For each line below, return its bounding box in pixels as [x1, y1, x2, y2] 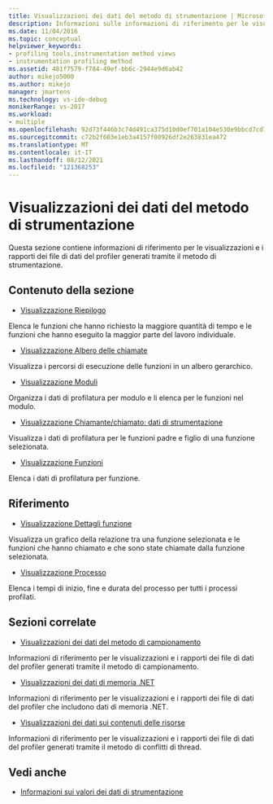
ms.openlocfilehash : [8, 125, 79, 134]
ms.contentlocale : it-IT [8, 148, 93, 156]
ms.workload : [8, 111, 53, 119]
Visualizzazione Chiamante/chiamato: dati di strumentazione [19, 417, 223, 427]
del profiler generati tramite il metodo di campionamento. [8, 661, 199, 671]
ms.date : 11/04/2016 [8, 27, 79, 35]
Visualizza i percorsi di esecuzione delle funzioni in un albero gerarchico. [8, 361, 253, 371]
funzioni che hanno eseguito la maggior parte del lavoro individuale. [8, 329, 236, 339]
